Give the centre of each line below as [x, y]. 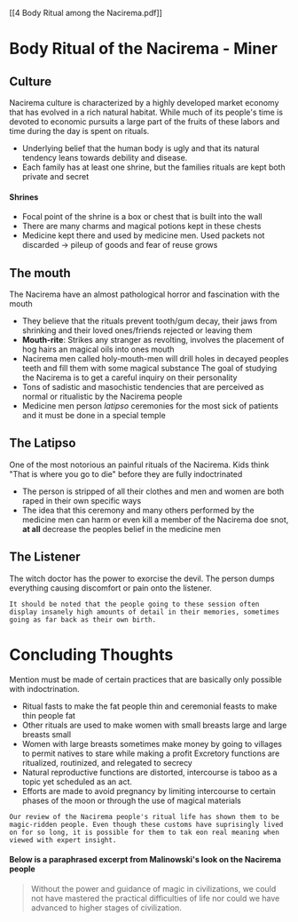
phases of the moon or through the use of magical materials [131, 800]
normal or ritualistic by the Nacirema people [102, 397]
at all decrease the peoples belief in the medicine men [122, 529]
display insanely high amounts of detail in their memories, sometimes [144, 612]
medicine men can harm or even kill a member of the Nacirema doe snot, [155, 520]
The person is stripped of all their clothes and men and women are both [153, 491]
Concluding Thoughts [91, 654]
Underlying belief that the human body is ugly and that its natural [141, 148]
